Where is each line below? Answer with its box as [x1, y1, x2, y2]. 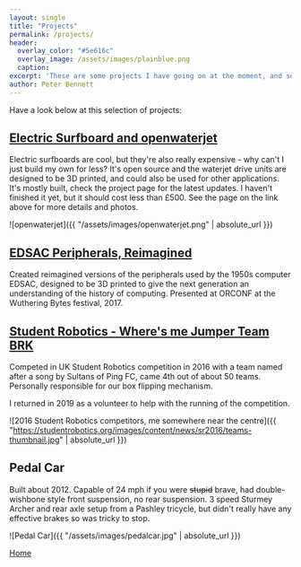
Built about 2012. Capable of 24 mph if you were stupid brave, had [9, 484, 254, 494]
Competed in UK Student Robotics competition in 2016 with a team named [9, 362, 283, 372]
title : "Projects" [9, 22, 78, 31]
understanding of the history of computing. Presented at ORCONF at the [9, 288, 276, 299]
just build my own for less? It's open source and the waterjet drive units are [9, 163, 287, 175]
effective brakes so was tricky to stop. [9, 512, 150, 523]
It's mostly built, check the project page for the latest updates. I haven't [9, 183, 273, 194]
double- [255, 484, 286, 494]
